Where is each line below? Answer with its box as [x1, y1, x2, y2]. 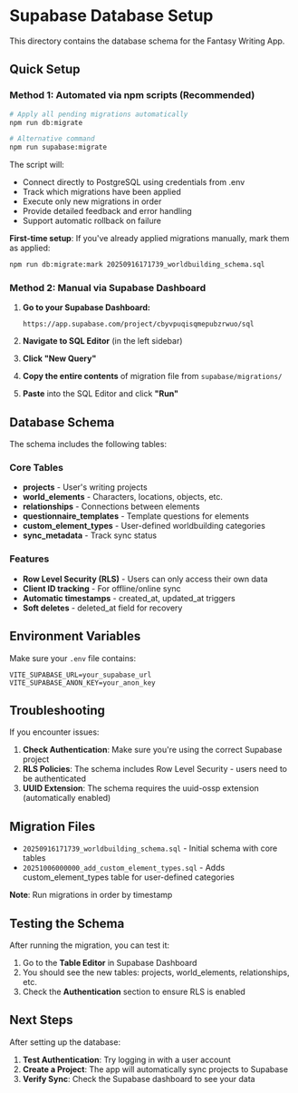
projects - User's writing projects [22, 482, 148, 493]
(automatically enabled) [22, 793, 111, 804]
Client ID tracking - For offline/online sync [22, 582, 181, 594]
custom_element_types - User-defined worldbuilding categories [22, 521, 265, 532]
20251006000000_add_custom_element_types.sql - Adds [22, 863, 226, 873]
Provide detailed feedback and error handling [22, 206, 192, 217]
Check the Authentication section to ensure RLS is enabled [22, 986, 246, 997]
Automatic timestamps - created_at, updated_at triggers [22, 592, 236, 603]
